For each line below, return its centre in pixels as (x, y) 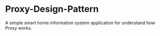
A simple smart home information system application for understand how (80, 23)
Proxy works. (19, 28)
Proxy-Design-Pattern (52, 9)
